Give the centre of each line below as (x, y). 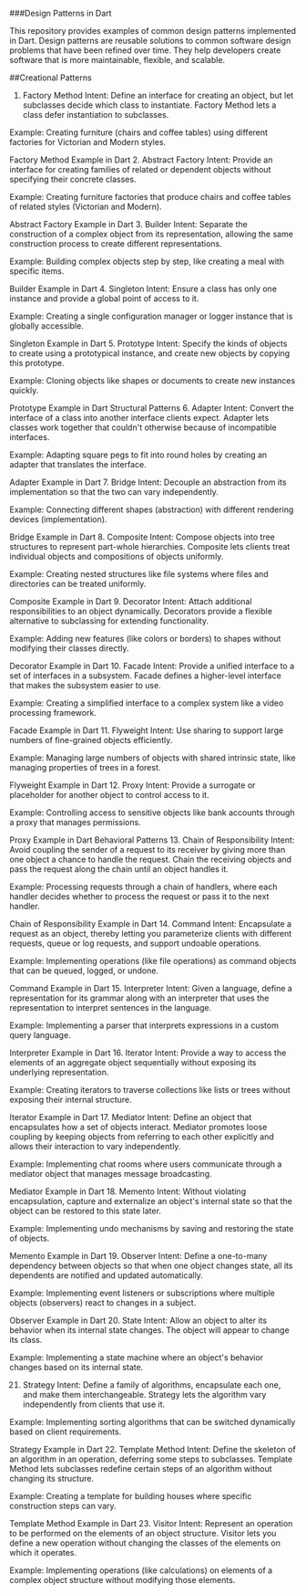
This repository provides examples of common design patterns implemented (153, 31)
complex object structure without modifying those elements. (122, 1580)
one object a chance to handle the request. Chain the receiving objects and (151, 859)
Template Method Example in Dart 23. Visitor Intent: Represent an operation (151, 1523)
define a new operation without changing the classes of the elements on (145, 1543)
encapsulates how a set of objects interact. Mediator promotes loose (138, 1127)
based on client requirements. (66, 1431)
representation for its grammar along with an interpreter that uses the (139, 998)
